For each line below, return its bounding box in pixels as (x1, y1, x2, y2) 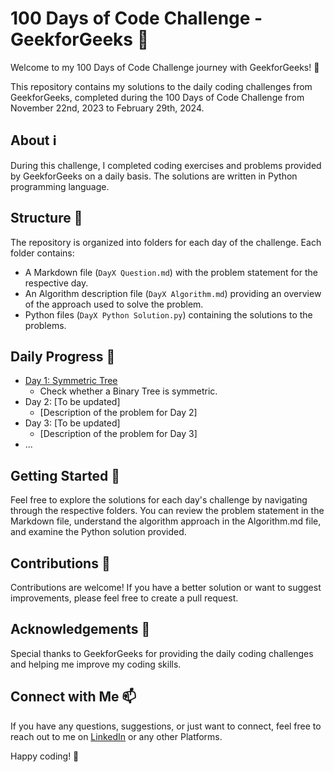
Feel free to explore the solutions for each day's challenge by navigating (10, 494, 308, 506)
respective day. (24, 277, 89, 289)
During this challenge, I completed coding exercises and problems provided (10, 159, 322, 171)
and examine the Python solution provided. (10, 526, 187, 538)
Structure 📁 (10, 210, 83, 227)
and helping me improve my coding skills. (10, 658, 182, 670)
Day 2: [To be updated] (24, 396, 121, 408)
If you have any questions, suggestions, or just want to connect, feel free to (10, 720, 322, 732)
